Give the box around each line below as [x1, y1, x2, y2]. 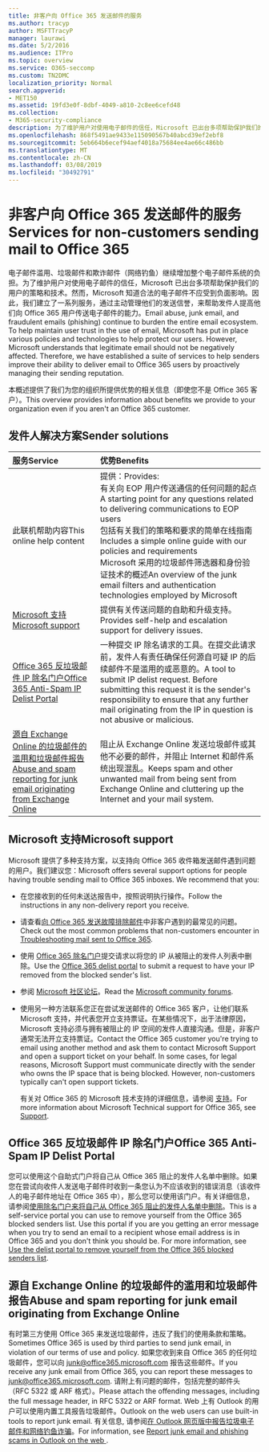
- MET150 [8, 94, 38, 102]
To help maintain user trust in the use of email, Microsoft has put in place [8, 325, 249, 335]
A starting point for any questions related [99, 493, 254, 504]
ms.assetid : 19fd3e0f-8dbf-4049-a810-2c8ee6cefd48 [8, 101, 181, 109]
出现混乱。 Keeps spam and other [107, 762, 234, 773]
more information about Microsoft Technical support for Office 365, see [19, 1102, 256, 1112]
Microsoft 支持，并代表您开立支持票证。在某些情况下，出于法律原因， [19, 1014, 251, 1023]
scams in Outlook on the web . [8, 1435, 109, 1446]
